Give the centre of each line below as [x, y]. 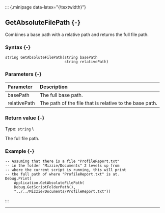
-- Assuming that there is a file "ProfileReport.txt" [62, 161]
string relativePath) [87, 62]
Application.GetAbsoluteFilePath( [49, 183]
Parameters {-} [23, 74]
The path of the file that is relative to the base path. [98, 103]
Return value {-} [25, 118]
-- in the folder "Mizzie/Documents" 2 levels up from [62, 166]
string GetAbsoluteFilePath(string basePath [51, 58]
